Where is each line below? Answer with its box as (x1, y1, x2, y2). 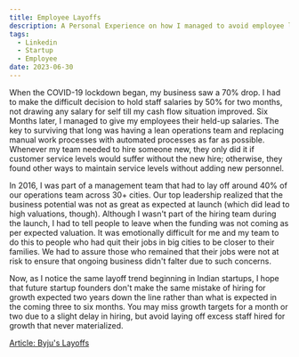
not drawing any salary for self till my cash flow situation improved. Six (9, 106, 269, 117)
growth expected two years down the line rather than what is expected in (9, 291, 278, 303)
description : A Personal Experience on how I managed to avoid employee (9, 21, 285, 30)
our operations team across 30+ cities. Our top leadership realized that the (9, 189, 283, 200)
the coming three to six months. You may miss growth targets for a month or (9, 301, 289, 312)
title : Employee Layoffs (9, 12, 101, 22)
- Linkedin (17, 37, 58, 47)
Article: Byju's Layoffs (9, 337, 90, 348)
